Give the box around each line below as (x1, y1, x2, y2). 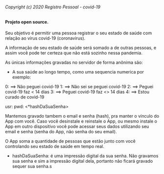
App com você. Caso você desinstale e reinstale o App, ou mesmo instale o (5, 118, 158, 124)
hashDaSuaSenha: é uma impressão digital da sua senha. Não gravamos (12, 152, 159, 159)
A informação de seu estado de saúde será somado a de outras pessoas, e (5, 45, 157, 50)
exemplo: (12, 74, 31, 80)
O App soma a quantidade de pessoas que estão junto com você (5, 138, 136, 144)
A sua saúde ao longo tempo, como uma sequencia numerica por (12, 69, 144, 75)
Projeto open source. (5, 19, 49, 25)
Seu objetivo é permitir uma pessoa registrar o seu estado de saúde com (5, 30, 152, 36)
